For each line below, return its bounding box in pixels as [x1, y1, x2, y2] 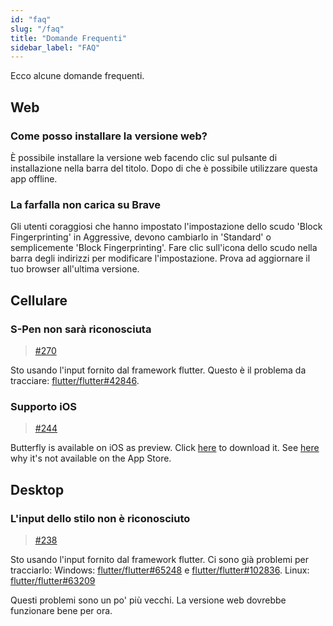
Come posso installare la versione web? [10, 129, 208, 143]
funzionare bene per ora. [10, 604, 113, 616]
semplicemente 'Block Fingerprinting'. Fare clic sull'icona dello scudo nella [10, 242, 318, 254]
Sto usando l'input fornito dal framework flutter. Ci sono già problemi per [10, 553, 309, 565]
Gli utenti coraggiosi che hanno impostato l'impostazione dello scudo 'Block [10, 221, 323, 233]
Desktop [10, 481, 65, 498]
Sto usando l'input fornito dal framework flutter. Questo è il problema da [10, 364, 307, 376]
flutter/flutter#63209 [10, 574, 96, 586]
